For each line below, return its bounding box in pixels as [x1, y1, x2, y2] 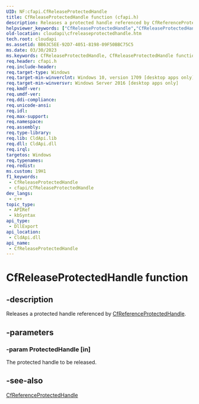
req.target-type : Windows [6, 69, 70, 75]
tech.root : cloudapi [6, 36, 57, 42]
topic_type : [6, 201, 36, 207]
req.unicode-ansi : [6, 102, 52, 108]
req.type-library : [6, 130, 52, 136]
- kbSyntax [8, 213, 36, 219]
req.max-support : [6, 113, 49, 119]
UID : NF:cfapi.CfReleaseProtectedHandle [6, 8, 108, 15]
